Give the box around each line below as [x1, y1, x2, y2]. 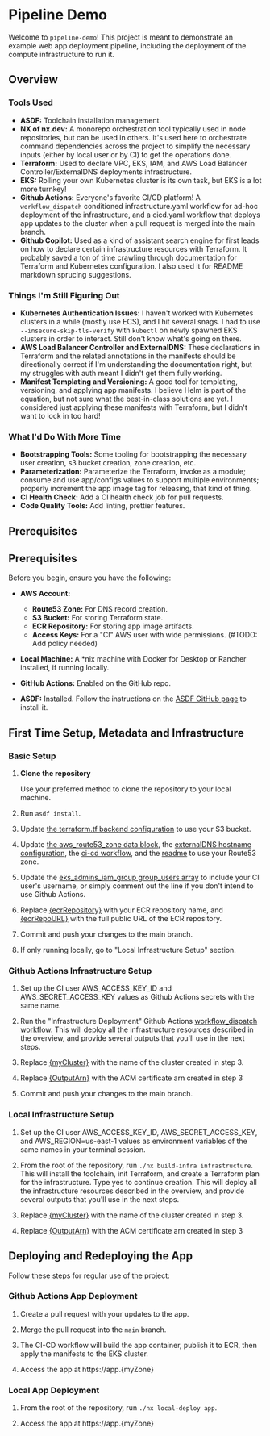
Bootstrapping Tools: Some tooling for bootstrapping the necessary [19, 449, 247, 459]
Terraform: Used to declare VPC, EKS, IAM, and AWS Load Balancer [19, 158, 247, 168]
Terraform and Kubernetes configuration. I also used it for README [19, 261, 243, 271]
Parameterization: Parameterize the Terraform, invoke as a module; [19, 466, 246, 477]
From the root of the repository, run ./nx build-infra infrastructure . [19, 1160, 254, 1170]
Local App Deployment [8, 1384, 100, 1396]
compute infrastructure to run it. [8, 49, 115, 59]
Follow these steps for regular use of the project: [8, 1271, 171, 1280]
